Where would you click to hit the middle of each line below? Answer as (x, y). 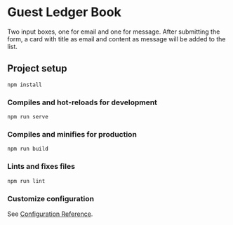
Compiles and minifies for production (72, 134)
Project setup (38, 68)
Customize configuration (51, 198)
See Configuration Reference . (50, 214)
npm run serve (28, 117)
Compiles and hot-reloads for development (82, 102)
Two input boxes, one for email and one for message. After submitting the (114, 32)
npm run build (28, 149)
